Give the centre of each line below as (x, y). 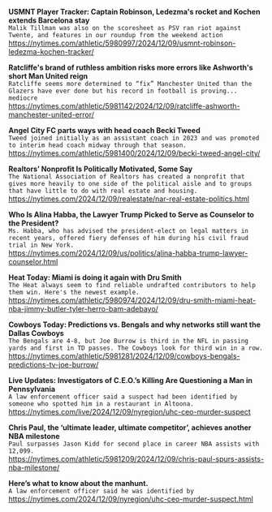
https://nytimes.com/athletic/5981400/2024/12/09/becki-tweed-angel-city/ (134, 153)
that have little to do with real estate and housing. (103, 191)
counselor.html (33, 262)
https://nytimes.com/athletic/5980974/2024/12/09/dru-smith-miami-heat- (132, 300)
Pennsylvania (32, 389)
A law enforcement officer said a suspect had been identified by (123, 397)
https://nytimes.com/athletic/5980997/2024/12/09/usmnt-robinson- (122, 43)
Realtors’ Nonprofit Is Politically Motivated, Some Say (101, 169)
